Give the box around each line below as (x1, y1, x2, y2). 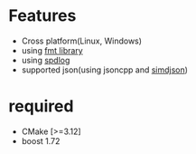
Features (8, 5, 77, 26)
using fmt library (21, 44, 83, 55)
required (8, 96, 74, 117)
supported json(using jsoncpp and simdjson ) (21, 64, 189, 75)
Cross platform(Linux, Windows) (21, 35, 142, 46)
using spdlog (21, 54, 70, 65)
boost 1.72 (21, 135, 61, 146)
